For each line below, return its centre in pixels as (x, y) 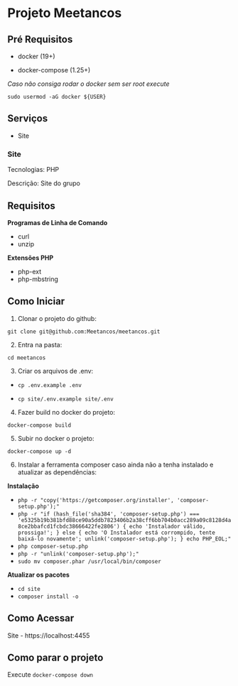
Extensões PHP (31, 258)
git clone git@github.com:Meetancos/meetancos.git (84, 332)
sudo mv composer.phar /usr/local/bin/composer (89, 561)
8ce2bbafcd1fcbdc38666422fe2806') (69, 526)
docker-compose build (39, 425)
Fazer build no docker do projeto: (66, 412)
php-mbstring (38, 279)
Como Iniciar (36, 301)
